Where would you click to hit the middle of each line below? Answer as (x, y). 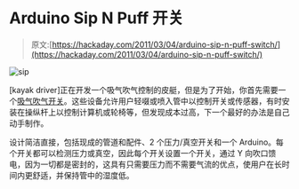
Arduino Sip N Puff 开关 (97, 18)
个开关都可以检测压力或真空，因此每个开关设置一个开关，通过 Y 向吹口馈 (143, 153)
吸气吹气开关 (40, 101)
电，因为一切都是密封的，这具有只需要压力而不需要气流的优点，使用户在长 (145, 164)
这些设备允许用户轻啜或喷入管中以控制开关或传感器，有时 (176, 101)
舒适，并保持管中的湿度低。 (83, 175)
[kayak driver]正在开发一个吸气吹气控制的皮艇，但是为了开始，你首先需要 (144, 90)
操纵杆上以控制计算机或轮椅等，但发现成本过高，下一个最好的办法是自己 (157, 112)
